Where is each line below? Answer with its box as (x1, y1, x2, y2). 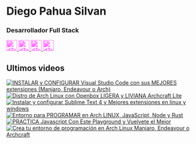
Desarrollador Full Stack (6, 26, 79, 35)
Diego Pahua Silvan (6, 4, 107, 18)
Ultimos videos (6, 63, 65, 73)
